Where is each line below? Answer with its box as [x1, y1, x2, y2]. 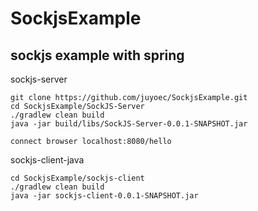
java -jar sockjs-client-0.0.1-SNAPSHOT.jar [10, 191, 199, 201]
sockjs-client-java [10, 154, 85, 166]
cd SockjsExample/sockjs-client [10, 173, 145, 183]
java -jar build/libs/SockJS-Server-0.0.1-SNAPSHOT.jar [10, 119, 248, 129]
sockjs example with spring [10, 47, 185, 64]
